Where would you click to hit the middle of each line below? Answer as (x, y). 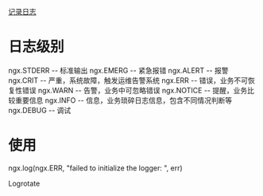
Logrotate (24, 183)
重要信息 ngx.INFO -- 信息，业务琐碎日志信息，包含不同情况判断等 (124, 100)
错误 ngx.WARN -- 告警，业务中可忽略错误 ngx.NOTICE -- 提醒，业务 (135, 90)
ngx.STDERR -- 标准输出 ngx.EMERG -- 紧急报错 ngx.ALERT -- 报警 (118, 70)
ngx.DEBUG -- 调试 (40, 110)
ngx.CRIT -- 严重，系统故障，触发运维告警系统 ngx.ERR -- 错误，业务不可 (128, 80)
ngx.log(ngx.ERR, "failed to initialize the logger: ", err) (95, 168)
